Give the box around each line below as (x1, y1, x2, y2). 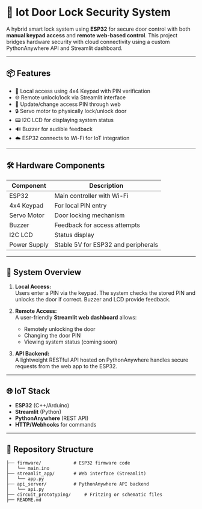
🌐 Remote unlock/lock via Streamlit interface (14, 93, 126, 101)
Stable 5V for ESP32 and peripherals (54, 240, 158, 248)
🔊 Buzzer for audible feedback (14, 125, 93, 132)
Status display (54, 230, 94, 239)
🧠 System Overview (6, 267, 82, 277)
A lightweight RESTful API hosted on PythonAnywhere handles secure (14, 356, 189, 363)
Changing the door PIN (23, 332, 81, 339)
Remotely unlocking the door (23, 325, 96, 333)
